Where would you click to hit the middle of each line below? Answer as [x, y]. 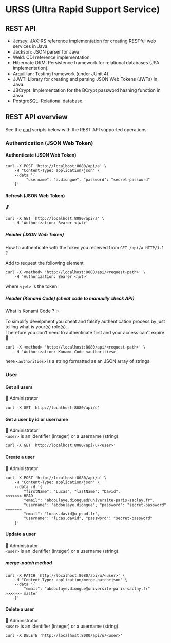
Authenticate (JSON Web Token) [41, 155]
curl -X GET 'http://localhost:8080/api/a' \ [55, 219]
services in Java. [31, 46]
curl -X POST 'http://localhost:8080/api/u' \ [56, 478]
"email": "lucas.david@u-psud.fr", [62, 514]
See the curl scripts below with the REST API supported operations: [77, 129]
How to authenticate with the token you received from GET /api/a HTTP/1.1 [85, 248]
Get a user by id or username [37, 419]
